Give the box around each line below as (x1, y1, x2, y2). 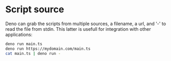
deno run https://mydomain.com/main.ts (5, 46, 91, 51)
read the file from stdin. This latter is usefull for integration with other (5, 26, 151, 32)
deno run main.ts (5, 41, 43, 47)
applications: (5, 31, 32, 37)
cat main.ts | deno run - (5, 51, 61, 56)
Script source (5, 4, 64, 15)
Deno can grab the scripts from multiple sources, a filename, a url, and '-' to (5, 21, 166, 27)
